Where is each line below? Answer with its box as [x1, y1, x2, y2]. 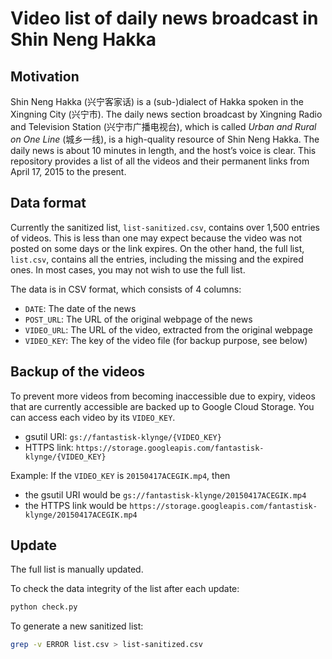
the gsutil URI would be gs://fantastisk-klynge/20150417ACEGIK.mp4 [24, 488, 307, 501]
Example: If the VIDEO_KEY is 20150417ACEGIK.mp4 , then [10, 469, 231, 481]
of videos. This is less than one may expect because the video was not [10, 232, 303, 244]
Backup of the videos [10, 363, 146, 381]
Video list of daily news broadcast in [10, 7, 319, 30]
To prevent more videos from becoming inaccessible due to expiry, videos [10, 390, 316, 402]
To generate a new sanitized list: [10, 620, 144, 632]
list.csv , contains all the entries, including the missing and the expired [10, 253, 304, 265]
